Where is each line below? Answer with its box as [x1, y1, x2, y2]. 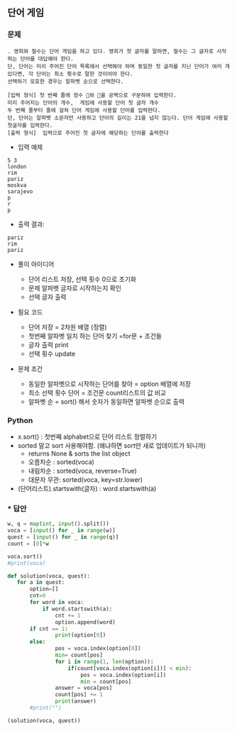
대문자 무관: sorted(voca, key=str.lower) [28, 475, 143, 484]
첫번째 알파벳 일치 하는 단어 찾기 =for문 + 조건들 [28, 331, 162, 340]
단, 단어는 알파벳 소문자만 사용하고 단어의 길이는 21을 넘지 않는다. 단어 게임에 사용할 [7, 114, 228, 121]
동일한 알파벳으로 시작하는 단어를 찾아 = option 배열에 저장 [28, 379, 192, 388]
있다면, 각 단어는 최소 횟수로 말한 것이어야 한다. [7, 70, 133, 77]
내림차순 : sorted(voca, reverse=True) [28, 466, 137, 475]
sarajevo [7, 187, 33, 195]
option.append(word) [55, 618, 116, 626]
